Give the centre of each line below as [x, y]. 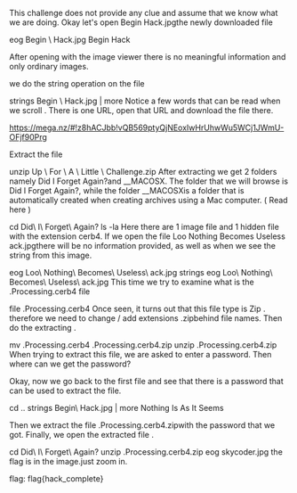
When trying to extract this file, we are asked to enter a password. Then [140, 354]
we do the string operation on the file [77, 83]
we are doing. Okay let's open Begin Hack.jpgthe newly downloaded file [141, 22]
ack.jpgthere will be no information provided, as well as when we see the [142, 246]
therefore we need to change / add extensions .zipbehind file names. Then [146, 318]
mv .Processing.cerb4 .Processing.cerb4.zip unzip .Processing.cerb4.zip [143, 345]
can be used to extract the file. [65, 390]
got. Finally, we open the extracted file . [81, 435]
